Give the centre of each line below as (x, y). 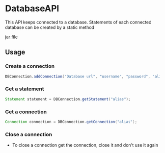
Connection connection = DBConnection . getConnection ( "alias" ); (71, 122)
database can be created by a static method (50, 27)
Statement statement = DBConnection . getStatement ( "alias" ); (68, 99)
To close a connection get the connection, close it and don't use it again (85, 145)
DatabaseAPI (32, 9)
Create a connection (30, 66)
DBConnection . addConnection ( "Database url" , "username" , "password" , (78, 76)
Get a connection (26, 112)
